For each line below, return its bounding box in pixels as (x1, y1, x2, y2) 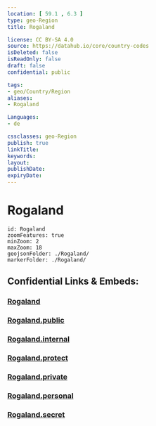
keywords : (7, 153, 37, 160)
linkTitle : (7, 146, 39, 153)
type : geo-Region (7, 17, 58, 24)
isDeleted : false (7, 49, 58, 56)
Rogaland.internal (7, 335, 70, 344)
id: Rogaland (7, 226, 46, 233)
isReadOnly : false (7, 56, 61, 63)
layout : (7, 159, 30, 166)
